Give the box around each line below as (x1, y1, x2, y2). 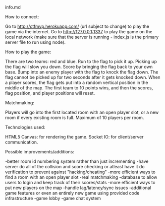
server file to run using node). (5, 39, 66, 45)
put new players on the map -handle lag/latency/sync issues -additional (5, 185, 152, 191)
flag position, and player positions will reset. (5, 90, 95, 96)
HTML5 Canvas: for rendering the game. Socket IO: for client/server (5, 134, 144, 139)
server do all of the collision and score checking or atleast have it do (5, 164, 145, 169)
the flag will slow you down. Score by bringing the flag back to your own (5, 64, 153, 69)
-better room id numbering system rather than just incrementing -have (5, 158, 149, 164)
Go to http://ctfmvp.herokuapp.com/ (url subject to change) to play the (5, 23, 150, 29)
